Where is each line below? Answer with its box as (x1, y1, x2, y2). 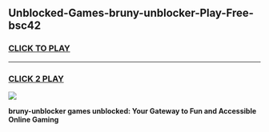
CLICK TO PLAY (8, 43, 70, 54)
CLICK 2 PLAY (8, 73, 64, 84)
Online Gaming (8, 114, 59, 124)
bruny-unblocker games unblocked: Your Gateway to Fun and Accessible (8, 106, 257, 115)
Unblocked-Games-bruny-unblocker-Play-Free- (8, 6, 255, 20)
